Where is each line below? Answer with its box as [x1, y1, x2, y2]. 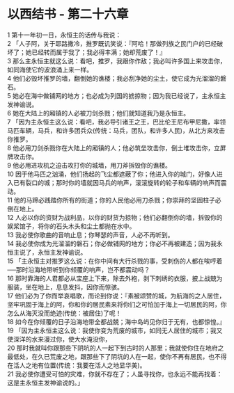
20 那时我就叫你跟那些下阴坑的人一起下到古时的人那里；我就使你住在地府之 [7, 344, 224, 352]
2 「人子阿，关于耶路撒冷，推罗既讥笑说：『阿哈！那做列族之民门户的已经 [7, 39, 217, 47]
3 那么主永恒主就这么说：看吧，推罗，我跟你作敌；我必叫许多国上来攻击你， [7, 56, 226, 65]
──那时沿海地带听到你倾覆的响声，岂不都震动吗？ [7, 265, 150, 273]
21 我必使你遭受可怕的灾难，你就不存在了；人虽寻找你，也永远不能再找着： [7, 369, 223, 378]
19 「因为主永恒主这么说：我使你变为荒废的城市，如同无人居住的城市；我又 [7, 326, 223, 335]
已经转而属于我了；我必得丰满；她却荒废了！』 [31, 48, 166, 56]
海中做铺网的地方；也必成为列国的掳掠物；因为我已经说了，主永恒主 [31, 91, 226, 99]
